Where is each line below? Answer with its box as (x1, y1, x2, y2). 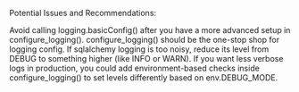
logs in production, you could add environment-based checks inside (9, 63, 261, 73)
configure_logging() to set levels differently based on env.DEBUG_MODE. (9, 72, 278, 83)
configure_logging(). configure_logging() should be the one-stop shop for (9, 35, 279, 45)
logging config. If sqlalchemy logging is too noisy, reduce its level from (9, 44, 270, 54)
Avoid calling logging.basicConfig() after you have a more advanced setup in (9, 25, 291, 35)
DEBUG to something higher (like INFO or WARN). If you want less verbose (9, 54, 284, 63)
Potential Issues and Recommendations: (9, 8, 157, 18)
